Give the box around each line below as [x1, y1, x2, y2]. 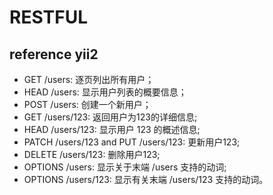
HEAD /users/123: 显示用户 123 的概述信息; [23, 124, 201, 135]
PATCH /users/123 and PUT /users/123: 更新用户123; [23, 136, 241, 148]
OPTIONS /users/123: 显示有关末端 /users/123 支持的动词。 [23, 174, 269, 185]
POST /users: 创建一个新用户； [23, 99, 152, 110]
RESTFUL [9, 6, 88, 29]
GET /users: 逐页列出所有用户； [23, 74, 155, 85]
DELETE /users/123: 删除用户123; [23, 149, 161, 160]
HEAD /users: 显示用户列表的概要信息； [23, 86, 187, 98]
